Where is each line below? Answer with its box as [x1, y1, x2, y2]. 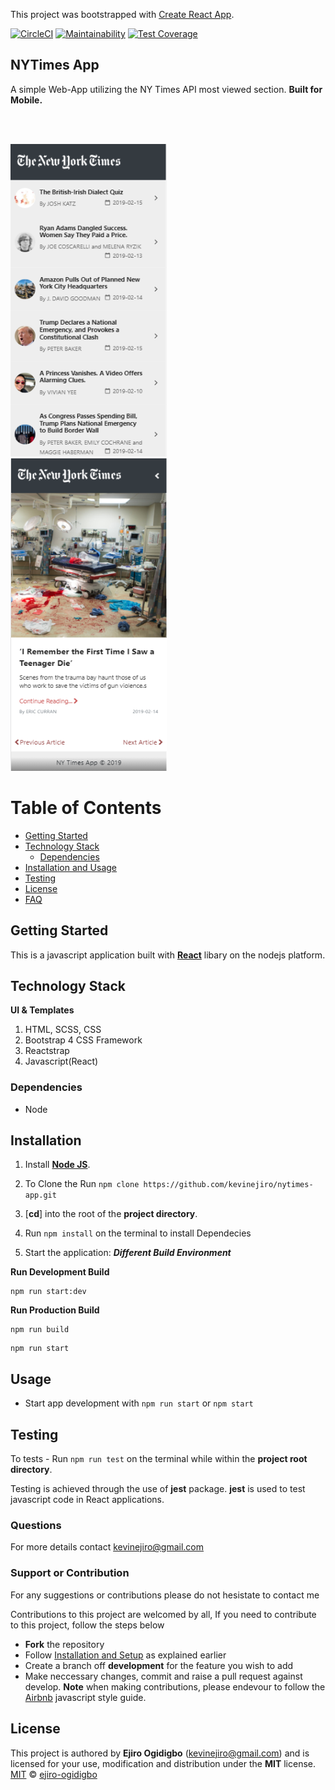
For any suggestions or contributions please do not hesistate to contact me [10, 1589, 320, 1601]
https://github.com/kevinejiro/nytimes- [143, 1180, 314, 1190]
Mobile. [10, 94, 43, 106]
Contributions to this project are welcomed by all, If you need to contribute [10, 1608, 317, 1620]
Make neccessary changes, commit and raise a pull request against [24, 1670, 303, 1682]
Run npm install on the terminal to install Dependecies [24, 1227, 252, 1239]
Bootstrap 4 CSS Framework [24, 1034, 143, 1046]
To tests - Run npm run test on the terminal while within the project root [10, 1453, 308, 1465]
